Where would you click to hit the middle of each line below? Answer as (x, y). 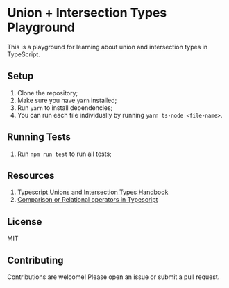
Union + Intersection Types (87, 13)
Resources (31, 175)
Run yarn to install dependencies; (65, 107)
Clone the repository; (48, 93)
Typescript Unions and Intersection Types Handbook (93, 192)
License (25, 222)
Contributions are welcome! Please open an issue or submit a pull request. (113, 277)
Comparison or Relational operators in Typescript (87, 200)
